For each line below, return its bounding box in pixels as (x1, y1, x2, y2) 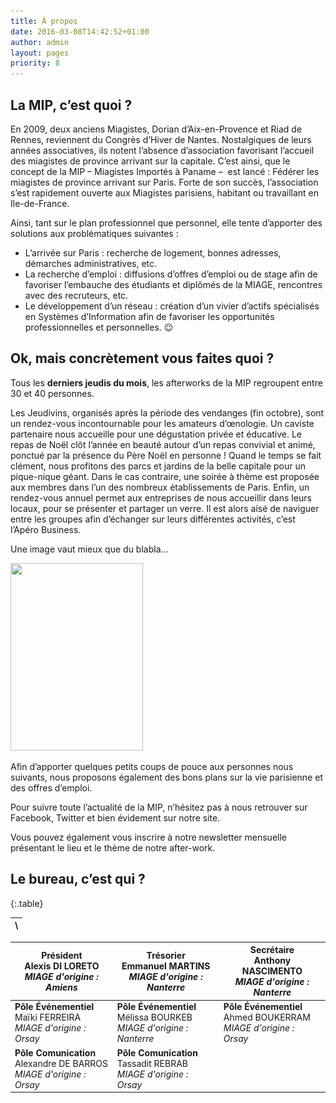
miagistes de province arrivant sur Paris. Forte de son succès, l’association (10, 176, 319, 188)
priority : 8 (10, 58, 60, 69)
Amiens (44, 981, 78, 993)
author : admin (10, 37, 70, 47)
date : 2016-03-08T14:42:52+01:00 (10, 26, 150, 37)
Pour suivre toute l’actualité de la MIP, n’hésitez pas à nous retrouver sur (10, 801, 308, 813)
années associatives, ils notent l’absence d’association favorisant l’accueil (10, 144, 315, 156)
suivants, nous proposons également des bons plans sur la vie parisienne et (10, 771, 323, 783)
